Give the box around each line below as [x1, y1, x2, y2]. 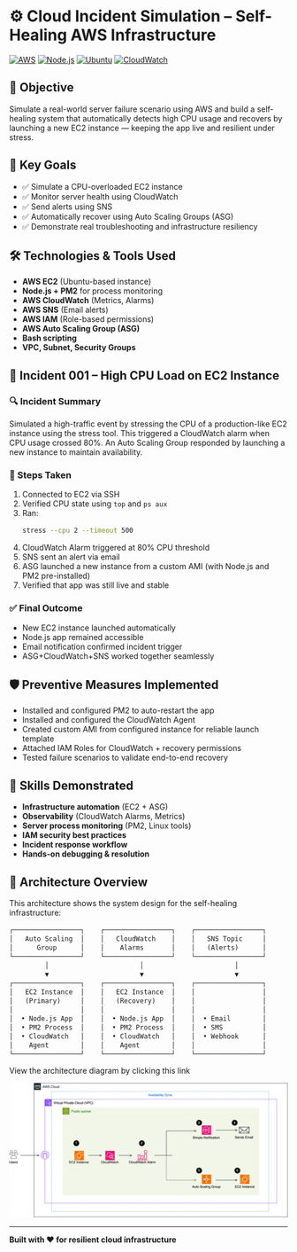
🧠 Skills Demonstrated [9, 778, 134, 793]
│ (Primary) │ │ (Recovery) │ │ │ [9, 996, 267, 1006]
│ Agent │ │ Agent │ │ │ [9, 1040, 267, 1050]
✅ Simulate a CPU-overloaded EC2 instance [21, 181, 183, 192]
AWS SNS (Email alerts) [21, 304, 109, 316]
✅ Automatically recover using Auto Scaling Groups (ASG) [21, 211, 234, 222]
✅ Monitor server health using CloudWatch [21, 191, 179, 201]
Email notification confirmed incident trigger [21, 641, 183, 652]
